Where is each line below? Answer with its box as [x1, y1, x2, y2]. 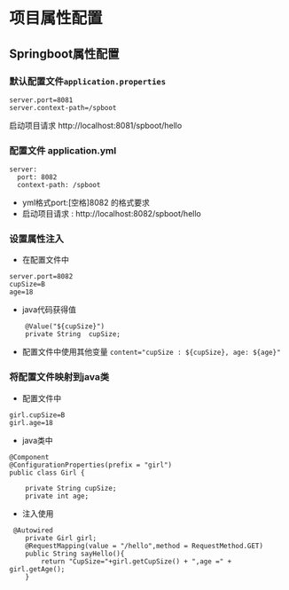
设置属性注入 [9, 232, 65, 245]
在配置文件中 [21, 255, 69, 265]
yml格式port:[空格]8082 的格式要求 [21, 197, 151, 208]
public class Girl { [9, 468, 86, 477]
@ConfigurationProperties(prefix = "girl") [9, 460, 173, 469]
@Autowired [12, 525, 53, 535]
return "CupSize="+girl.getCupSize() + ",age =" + [41, 556, 232, 566]
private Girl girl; [25, 533, 98, 542]
